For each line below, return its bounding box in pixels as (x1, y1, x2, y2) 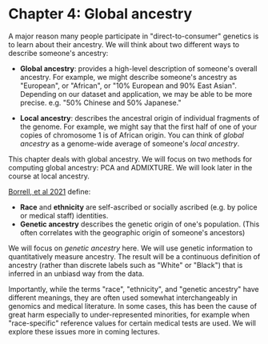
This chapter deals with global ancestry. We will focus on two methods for (8, 154, 253, 164)
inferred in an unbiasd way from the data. (8, 269, 145, 278)
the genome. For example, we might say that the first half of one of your (19, 122, 258, 131)
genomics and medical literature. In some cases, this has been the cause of (8, 301, 258, 310)
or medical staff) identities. (19, 210, 109, 220)
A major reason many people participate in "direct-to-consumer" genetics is (8, 31, 259, 41)
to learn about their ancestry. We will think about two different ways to (8, 39, 240, 49)
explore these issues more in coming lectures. (8, 326, 160, 336)
